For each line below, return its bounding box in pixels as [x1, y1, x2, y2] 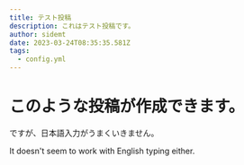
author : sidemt [9, 30, 67, 39]
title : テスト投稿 [9, 13, 72, 22]
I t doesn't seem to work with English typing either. [9, 145, 195, 156]
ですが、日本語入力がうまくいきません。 [9, 127, 159, 138]
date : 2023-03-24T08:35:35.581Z [9, 38, 131, 48]
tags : [9, 47, 30, 56]
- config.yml [17, 55, 67, 64]
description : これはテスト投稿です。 [9, 22, 135, 30]
